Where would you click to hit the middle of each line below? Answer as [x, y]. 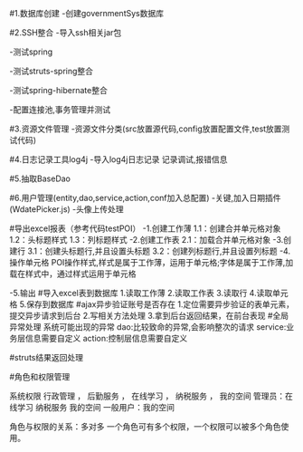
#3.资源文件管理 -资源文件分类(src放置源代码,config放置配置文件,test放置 [146, 129]
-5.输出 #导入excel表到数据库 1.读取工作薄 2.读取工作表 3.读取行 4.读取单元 [149, 293]
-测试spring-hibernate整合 [59, 90]
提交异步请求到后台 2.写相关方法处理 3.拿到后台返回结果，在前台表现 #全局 [149, 316]
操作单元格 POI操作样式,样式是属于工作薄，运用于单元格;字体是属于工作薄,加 [151, 262]
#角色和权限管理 [40, 377]
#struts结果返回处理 [47, 357]
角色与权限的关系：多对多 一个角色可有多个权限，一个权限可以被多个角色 [145, 427]
